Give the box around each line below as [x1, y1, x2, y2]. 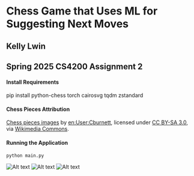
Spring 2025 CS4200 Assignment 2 [6, 61, 143, 72]
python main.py [6, 152, 44, 159]
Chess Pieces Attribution [6, 105, 70, 113]
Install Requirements [6, 78, 59, 86]
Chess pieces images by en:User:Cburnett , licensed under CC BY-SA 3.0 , [6, 119, 188, 126]
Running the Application [6, 139, 68, 146]
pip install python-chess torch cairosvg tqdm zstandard [6, 92, 144, 99]
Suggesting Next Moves [6, 17, 129, 31]
